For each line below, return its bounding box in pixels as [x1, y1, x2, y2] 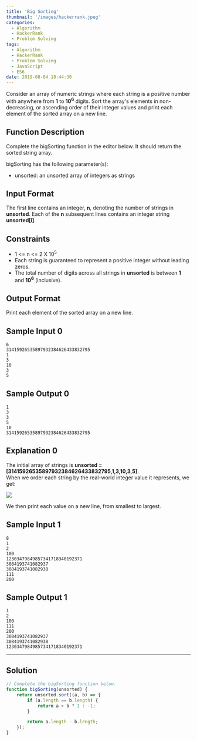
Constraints [6, 233, 50, 244]
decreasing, [6, 104, 35, 111]
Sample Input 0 [6, 326, 63, 336]
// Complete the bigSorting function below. [6, 681, 117, 687]
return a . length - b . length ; [27, 719, 98, 725]
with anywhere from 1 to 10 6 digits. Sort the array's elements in [6, 96, 158, 105]
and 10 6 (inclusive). [14, 275, 62, 283]
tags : [6, 42, 19, 48]
